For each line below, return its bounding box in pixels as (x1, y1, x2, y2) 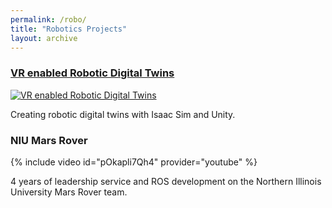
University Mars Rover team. (10, 186, 128, 198)
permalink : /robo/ (10, 14, 87, 25)
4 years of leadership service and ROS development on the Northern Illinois (10, 175, 322, 187)
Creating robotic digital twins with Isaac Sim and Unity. (10, 108, 236, 120)
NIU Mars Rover (10, 133, 88, 147)
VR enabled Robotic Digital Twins (10, 66, 175, 80)
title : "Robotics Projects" (10, 24, 128, 34)
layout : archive (10, 33, 78, 43)
